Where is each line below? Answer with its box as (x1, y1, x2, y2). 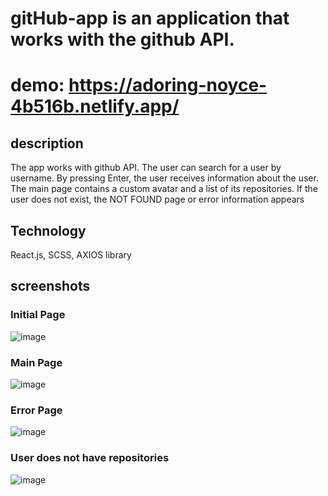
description (10, 135, 84, 152)
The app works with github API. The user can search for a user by (10, 162, 282, 174)
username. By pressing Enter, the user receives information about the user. (10, 172, 319, 184)
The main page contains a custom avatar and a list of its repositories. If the (10, 183, 318, 195)
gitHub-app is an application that (10, 7, 290, 30)
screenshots (10, 278, 91, 295)
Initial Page (10, 308, 66, 322)
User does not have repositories (10, 451, 170, 465)
